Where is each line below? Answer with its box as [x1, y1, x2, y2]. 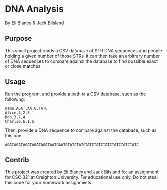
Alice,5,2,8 [5, 110, 30, 115]
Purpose [5, 34, 32, 43]
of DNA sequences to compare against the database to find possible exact [5, 58, 158, 64]
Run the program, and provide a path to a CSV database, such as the [5, 91, 146, 97]
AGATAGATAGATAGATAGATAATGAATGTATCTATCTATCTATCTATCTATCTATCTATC [5, 142, 139, 147]
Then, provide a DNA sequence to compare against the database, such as [5, 127, 157, 133]
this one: [5, 132, 23, 138]
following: [5, 96, 25, 102]
